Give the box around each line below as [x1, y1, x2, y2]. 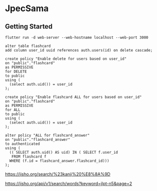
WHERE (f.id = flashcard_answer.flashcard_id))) [9, 158, 110, 163]
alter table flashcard [5, 44, 51, 49]
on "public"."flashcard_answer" [5, 137, 70, 142]
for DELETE [5, 69, 27, 74]
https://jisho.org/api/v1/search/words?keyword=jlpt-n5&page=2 [5, 181, 132, 186]
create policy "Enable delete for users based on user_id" [5, 56, 127, 61]
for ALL [5, 107, 21, 112]
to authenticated [5, 141, 40, 146]
